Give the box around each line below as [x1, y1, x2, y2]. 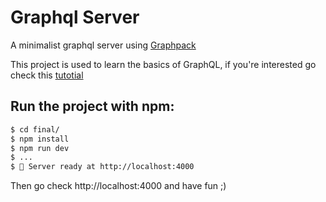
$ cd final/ [10, 124, 60, 135]
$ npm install [10, 134, 70, 144]
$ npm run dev [10, 143, 70, 153]
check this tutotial [10, 69, 84, 81]
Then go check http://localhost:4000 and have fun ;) [10, 180, 227, 192]
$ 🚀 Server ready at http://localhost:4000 [10, 162, 195, 172]
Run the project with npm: [10, 98, 175, 115]
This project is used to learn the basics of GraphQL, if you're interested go [10, 58, 317, 70]
